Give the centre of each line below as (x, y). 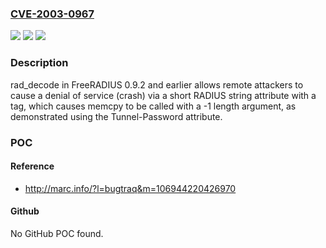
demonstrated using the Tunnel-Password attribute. (116, 116)
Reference (32, 166)
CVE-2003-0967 (52, 14)
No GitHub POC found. (57, 233)
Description (39, 63)
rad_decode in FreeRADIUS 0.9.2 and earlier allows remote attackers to (157, 84)
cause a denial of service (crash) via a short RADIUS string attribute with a (163, 95)
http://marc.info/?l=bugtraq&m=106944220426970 (130, 188)
